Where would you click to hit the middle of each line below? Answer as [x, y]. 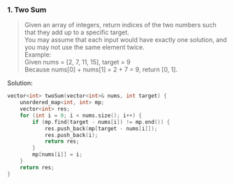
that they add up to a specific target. [76, 32]
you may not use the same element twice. [85, 48]
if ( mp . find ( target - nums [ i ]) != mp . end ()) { [101, 122]
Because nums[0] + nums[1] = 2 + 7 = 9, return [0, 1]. [101, 70]
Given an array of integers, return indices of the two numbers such [120, 25]
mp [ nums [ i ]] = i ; [57, 155]
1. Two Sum [27, 10]
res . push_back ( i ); [71, 135]
